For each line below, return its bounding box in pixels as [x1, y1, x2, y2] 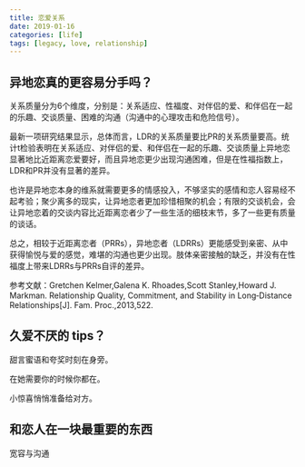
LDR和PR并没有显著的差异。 [9, 165, 115, 176]
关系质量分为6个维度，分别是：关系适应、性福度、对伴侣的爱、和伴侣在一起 [9, 101, 293, 112]
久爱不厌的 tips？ [9, 328, 106, 343]
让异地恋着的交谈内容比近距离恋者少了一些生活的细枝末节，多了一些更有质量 [9, 207, 296, 218]
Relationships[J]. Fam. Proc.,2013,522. [9, 300, 154, 311]
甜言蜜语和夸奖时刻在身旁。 [9, 353, 113, 364]
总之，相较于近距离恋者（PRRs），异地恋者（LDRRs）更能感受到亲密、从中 [9, 238, 289, 249]
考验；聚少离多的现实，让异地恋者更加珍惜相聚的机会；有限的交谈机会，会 [16, 196, 296, 207]
